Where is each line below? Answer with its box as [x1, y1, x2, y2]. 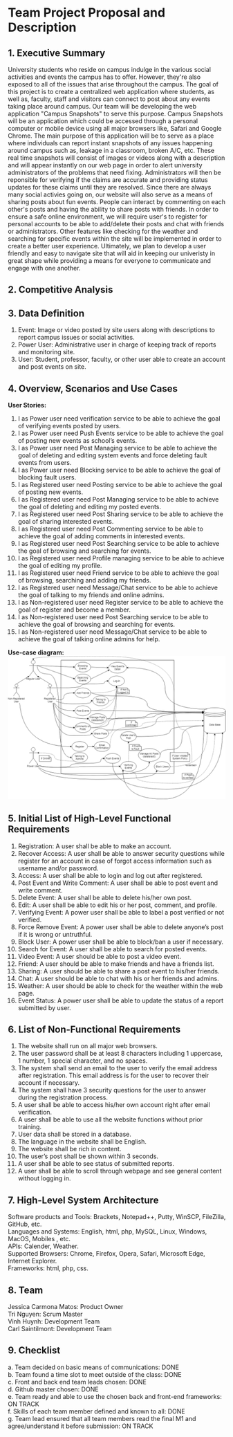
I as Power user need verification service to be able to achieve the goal [17, 414, 221, 423]
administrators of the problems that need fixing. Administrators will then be [8, 168, 221, 176]
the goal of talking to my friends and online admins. [17, 591, 165, 599]
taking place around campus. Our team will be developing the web [8, 102, 197, 110]
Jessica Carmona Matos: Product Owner [8, 1303, 124, 1311]
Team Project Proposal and [8, 5, 165, 21]
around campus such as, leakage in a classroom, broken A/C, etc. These [8, 147, 215, 154]
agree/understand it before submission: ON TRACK [8, 1422, 153, 1430]
